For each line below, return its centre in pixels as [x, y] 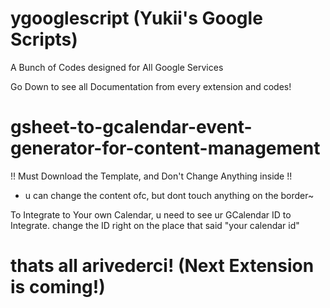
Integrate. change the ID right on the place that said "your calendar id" [155, 225]
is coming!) [58, 287]
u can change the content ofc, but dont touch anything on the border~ [169, 195]
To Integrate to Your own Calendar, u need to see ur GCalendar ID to [151, 214]
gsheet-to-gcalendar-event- [131, 127]
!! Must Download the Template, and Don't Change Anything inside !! [151, 176]
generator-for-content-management [165, 148]
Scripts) [44, 39]
